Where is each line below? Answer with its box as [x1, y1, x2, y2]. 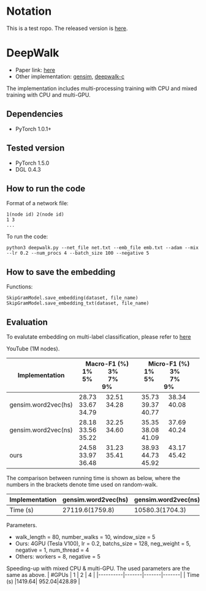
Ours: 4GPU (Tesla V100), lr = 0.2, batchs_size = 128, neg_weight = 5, [15, 540, 191, 547]
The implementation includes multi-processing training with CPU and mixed [6, 85, 197, 92]
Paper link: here [15, 66, 55, 73]
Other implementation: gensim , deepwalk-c [15, 72, 124, 80]
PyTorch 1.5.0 [15, 159, 50, 167]
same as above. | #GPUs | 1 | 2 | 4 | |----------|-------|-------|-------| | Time [6, 571, 200, 578]
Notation [6, 4, 52, 18]
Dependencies [6, 109, 63, 119]
